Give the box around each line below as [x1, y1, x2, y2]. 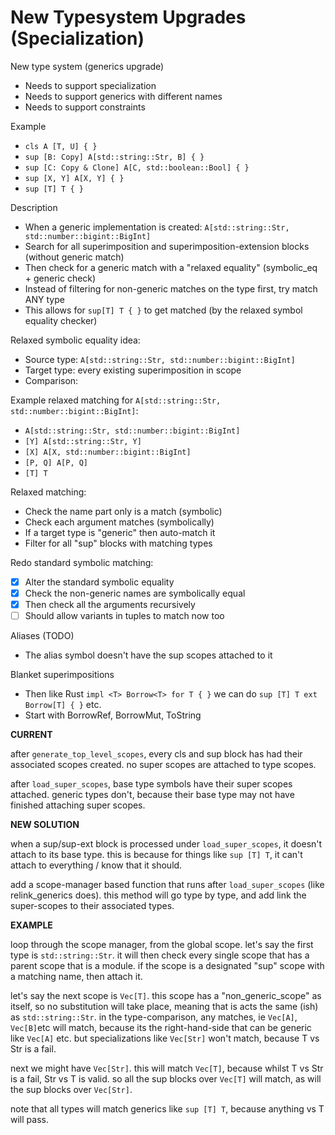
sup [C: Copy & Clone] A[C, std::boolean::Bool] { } [24, 162, 250, 173]
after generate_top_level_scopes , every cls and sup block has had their [10, 748, 303, 760]
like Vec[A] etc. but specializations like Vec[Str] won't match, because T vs [10, 1032, 320, 1045]
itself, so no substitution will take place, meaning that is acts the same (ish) [10, 1001, 319, 1013]
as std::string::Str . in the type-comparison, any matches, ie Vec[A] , [10, 1011, 298, 1023]
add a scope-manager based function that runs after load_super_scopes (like [10, 879, 325, 891]
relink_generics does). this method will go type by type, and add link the [10, 889, 307, 901]
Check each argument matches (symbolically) [24, 516, 215, 528]
